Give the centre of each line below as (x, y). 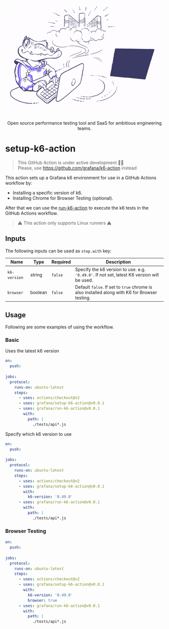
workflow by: (19, 183)
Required (61, 262)
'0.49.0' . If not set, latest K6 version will (117, 275)
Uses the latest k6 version (32, 351)
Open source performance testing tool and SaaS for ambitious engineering (84, 123)
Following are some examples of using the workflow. (60, 327)
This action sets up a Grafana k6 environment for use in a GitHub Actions (81, 177)
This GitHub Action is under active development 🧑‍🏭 (71, 162)
